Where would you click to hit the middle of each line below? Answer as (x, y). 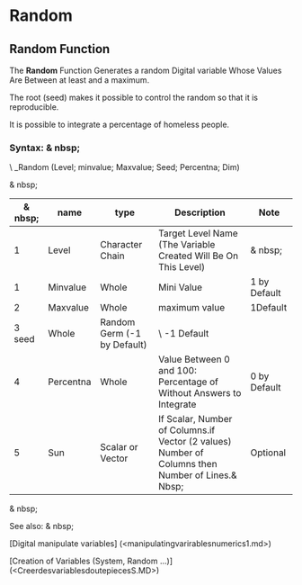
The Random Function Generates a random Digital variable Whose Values (146, 70)
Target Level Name (198, 233)
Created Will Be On (199, 256)
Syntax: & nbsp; (45, 148)
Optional (268, 453)
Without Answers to (200, 393)
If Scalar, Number (195, 419)
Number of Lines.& (198, 475)
